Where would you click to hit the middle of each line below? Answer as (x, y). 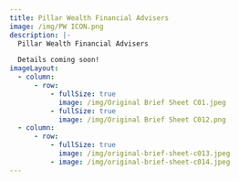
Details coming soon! (59, 60)
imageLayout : (34, 69)
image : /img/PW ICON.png (57, 27)
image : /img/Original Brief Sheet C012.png (142, 120)
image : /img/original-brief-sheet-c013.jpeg (144, 154)
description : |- (40, 35)
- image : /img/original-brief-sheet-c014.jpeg (140, 162)
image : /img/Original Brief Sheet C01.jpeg (142, 102)
